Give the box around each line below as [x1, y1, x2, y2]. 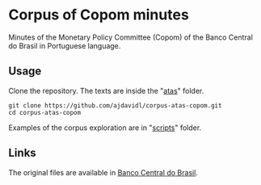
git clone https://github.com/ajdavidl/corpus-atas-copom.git [8, 101, 222, 110]
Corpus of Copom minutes [8, 6, 190, 24]
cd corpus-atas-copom [8, 108, 82, 116]
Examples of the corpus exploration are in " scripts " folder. [8, 123, 202, 132]
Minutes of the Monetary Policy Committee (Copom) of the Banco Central [8, 32, 253, 42]
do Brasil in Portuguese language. [8, 40, 121, 50]
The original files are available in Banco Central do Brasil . [8, 167, 198, 177]
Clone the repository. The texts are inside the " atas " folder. [8, 86, 204, 95]
